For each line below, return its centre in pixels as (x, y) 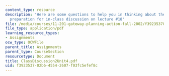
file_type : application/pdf (35, 28)
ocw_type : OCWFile (24, 42)
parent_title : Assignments (33, 47)
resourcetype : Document (30, 56)
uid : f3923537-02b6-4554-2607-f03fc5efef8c (52, 65)
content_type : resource (30, 10)
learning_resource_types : (32, 33)
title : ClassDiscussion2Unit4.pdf (41, 61)
